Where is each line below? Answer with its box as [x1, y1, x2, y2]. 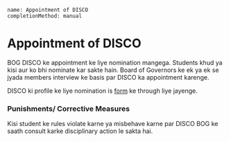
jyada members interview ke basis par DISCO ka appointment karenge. [7, 73, 210, 81]
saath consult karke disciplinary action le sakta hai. [7, 127, 153, 135]
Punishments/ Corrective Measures [7, 104, 130, 114]
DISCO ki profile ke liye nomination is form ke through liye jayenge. [7, 87, 198, 95]
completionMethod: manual [7, 12, 82, 19]
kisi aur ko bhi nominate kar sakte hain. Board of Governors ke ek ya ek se [7, 66, 219, 74]
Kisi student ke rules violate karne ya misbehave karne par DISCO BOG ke [7, 120, 219, 128]
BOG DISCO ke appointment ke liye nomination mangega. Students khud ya [7, 58, 223, 66]
